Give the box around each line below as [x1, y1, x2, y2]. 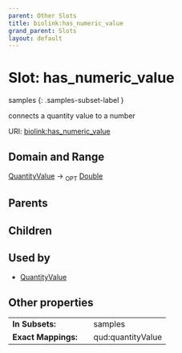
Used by [8, 251, 51, 265]
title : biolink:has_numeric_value [8, 19, 124, 27]
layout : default [8, 34, 63, 43]
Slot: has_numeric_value [8, 69, 175, 87]
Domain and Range [8, 150, 105, 163]
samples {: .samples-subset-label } [8, 96, 124, 105]
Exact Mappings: [12, 331, 78, 343]
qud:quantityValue [93, 331, 163, 343]
